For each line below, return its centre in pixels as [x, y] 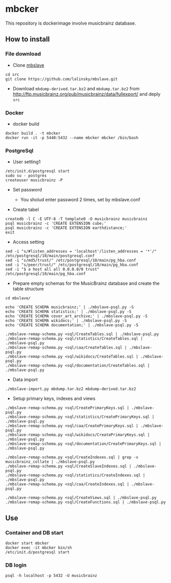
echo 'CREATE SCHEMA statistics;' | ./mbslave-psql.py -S [68, 312]
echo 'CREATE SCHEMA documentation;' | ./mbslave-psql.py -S [72, 325]
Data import [25, 380]
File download [23, 54]
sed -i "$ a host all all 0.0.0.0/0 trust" [52, 269]
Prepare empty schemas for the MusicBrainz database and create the [86, 283]
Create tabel [26, 210]
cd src [12, 74]
